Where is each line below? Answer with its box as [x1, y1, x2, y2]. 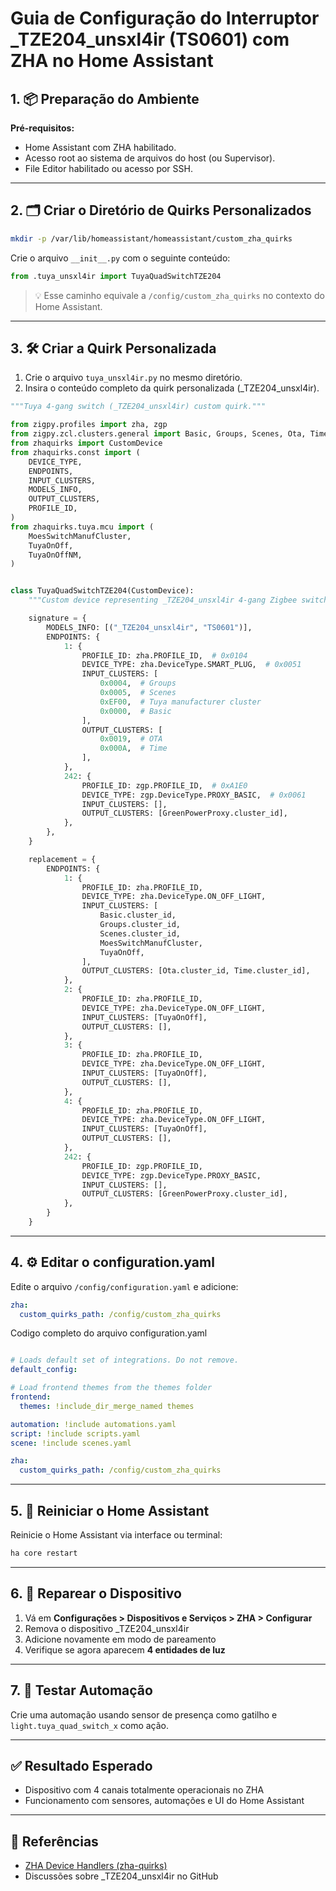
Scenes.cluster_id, [99, 928, 182, 939]
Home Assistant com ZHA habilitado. [24, 142, 177, 153]
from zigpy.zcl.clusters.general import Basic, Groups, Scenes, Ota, [10, 429, 307, 439]
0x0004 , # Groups [99, 678, 177, 689]
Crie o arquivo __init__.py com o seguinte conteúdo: [10, 252, 231, 264]
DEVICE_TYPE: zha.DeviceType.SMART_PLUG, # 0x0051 [81, 660, 302, 670]
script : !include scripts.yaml [10, 1428, 141, 1439]
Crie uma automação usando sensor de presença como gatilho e [10, 1708, 278, 1721]
